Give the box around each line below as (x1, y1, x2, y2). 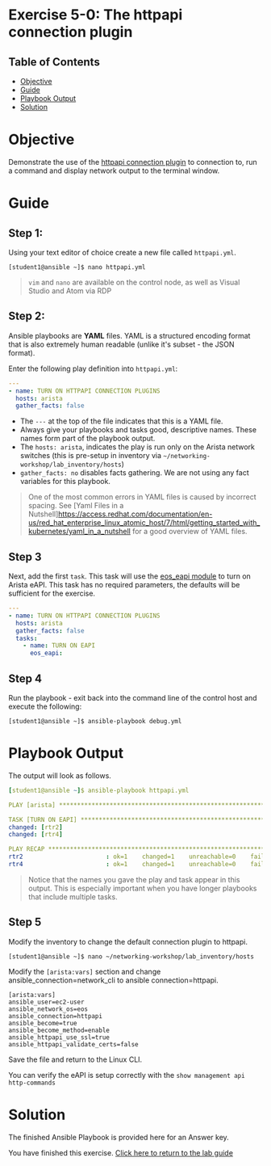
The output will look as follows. (8, 770, 111, 781)
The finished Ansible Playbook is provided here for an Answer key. (8, 1132, 230, 1142)
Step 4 (8, 671, 43, 685)
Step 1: (8, 226, 44, 240)
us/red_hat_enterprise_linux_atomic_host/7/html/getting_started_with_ (27, 518, 261, 528)
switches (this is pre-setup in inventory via (19, 451, 162, 461)
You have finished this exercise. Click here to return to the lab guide (8, 1147, 234, 1157)
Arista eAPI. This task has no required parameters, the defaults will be (8, 580, 240, 590)
